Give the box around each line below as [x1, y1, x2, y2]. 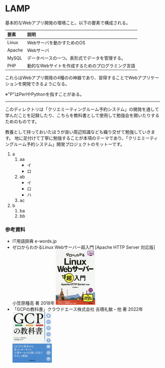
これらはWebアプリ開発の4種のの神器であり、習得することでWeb [5, 75, 138, 80]
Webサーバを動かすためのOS [27, 40, 86, 46]
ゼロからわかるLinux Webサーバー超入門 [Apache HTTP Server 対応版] [12, 244, 156, 250]
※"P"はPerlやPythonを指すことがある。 [5, 91, 84, 97]
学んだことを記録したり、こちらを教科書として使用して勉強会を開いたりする [5, 112, 160, 118]
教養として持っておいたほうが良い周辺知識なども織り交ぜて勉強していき [5, 129, 151, 135]
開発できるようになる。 [22, 80, 70, 86]
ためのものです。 [5, 118, 39, 124]
